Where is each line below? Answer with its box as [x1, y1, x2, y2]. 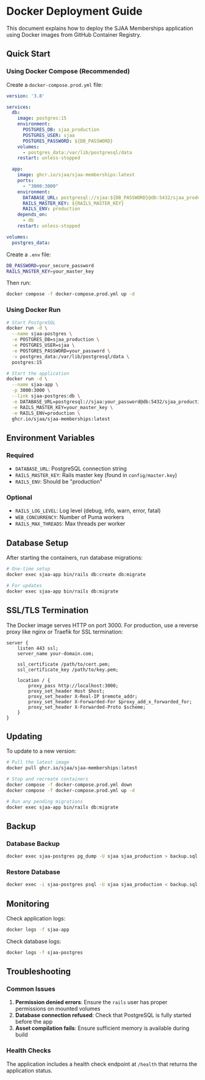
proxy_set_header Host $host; [28, 688, 105, 694]
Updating [6, 731, 43, 741]
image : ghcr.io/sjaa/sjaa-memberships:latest [17, 172, 135, 178]
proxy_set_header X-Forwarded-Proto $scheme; [28, 704, 146, 710]
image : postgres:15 [17, 115, 67, 122]
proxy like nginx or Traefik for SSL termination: [6, 628, 123, 635]
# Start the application [6, 370, 70, 377]
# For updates [6, 582, 43, 588]
